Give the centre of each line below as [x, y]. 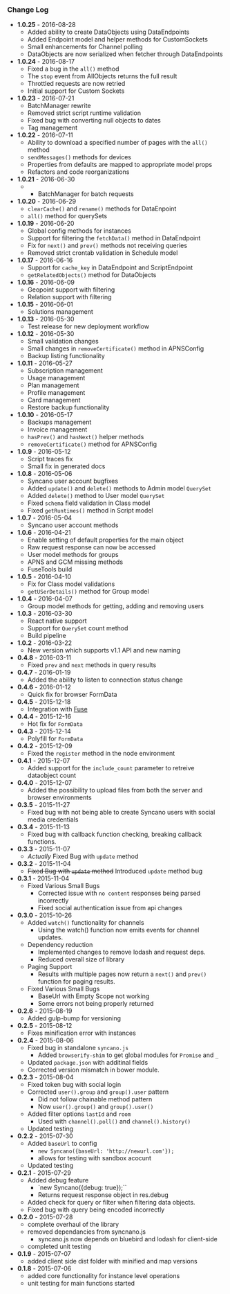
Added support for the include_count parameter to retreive [111, 768]
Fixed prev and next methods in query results [92, 665]
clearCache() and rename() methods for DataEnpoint [102, 209]
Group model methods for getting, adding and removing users [116, 606]
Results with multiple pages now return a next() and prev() [122, 974]
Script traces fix [50, 459]
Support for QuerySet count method [78, 628]
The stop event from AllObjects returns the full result [102, 76]
